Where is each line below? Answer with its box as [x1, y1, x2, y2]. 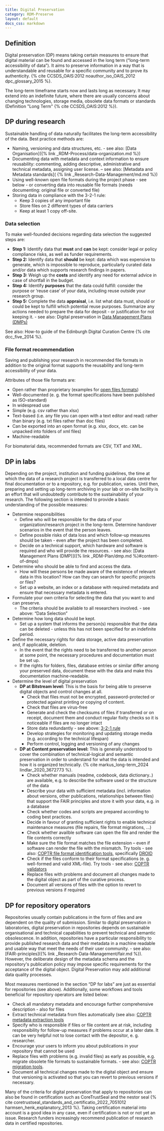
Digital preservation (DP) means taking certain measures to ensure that [5, 52, 148, 58]
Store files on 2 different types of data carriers [19, 202, 114, 209]
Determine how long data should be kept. [12, 616, 96, 622]
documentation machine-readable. [19, 673, 90, 679]
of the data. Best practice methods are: [5, 136, 84, 141]
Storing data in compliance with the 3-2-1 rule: [12, 192, 106, 198]
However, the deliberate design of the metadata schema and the [5, 956, 135, 962]
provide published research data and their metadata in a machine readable [5, 940, 156, 946]
